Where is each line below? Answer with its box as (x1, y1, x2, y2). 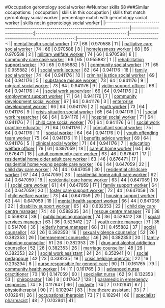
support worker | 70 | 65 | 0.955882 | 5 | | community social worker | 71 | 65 (5, 62, 159, 68)
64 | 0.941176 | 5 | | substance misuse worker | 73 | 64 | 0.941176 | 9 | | (5, 77, 149, 83)
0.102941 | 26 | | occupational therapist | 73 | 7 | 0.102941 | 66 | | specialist (5, 292, 156, 298)
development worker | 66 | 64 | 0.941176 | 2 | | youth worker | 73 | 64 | (5, 103, 147, 109)
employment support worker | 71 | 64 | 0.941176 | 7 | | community (5, 93, 137, 99)
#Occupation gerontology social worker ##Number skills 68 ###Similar (5, 4, 149, 10)
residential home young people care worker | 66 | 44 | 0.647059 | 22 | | (5, 161, 150, 167)
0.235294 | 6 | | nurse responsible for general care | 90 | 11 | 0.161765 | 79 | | (5, 261, 160, 267)
